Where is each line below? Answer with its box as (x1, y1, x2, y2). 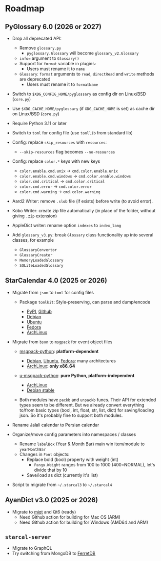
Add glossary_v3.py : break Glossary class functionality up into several (12, 232, 154, 238)
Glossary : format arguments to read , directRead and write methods (19, 71, 155, 76)
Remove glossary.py (19, 45, 61, 51)
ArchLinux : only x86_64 (26, 363, 76, 369)
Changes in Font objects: (19, 451, 70, 457)
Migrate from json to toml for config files (12, 289, 94, 295)
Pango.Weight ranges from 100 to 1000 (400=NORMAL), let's (34, 461, 155, 467)
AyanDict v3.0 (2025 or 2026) (5, 496, 99, 504)
